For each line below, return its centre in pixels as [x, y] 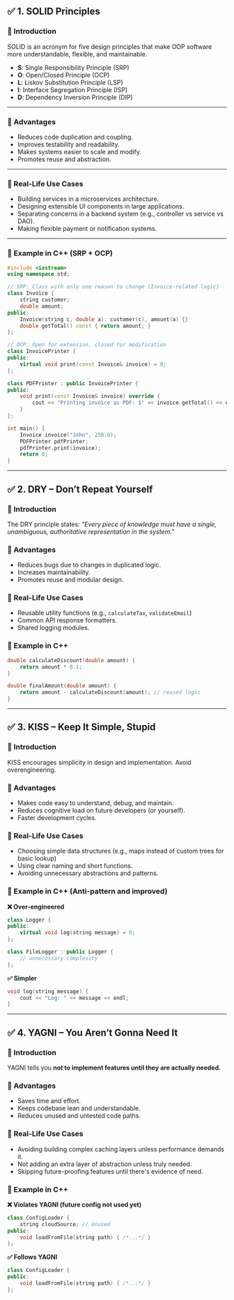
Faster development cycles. [57, 818]
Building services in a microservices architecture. [88, 199]
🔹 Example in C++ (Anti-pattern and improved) [87, 891]
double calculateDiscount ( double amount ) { [71, 660]
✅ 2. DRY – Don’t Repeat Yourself [80, 489]
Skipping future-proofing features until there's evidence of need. [110, 1171]
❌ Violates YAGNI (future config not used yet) [74, 1204]
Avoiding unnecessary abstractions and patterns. [88, 873]
